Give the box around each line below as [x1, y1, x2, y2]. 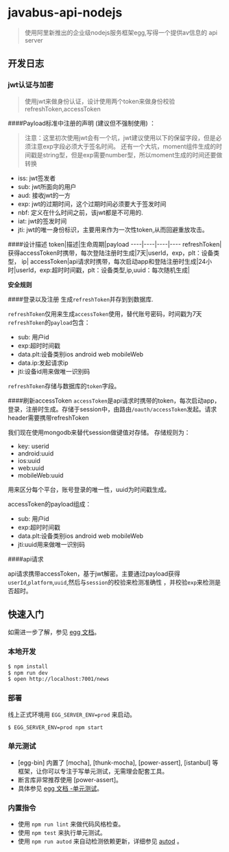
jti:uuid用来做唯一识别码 [17, 540, 85, 548]
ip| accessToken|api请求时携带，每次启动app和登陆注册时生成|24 [21, 257, 206, 265]
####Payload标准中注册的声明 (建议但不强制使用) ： [8, 119, 156, 127]
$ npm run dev [8, 669, 49, 676]
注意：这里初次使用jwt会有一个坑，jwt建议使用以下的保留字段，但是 [24, 133, 216, 142]
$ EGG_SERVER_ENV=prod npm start [8, 724, 104, 731]
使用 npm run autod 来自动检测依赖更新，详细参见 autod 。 [17, 837, 184, 846]
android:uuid [17, 449, 54, 458]
